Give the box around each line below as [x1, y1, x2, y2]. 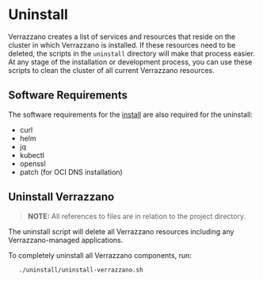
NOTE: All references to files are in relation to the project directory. [27, 211, 246, 221]
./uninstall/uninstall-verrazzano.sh [18, 266, 144, 274]
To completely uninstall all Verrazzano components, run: [8, 250, 192, 260]
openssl [19, 159, 46, 168]
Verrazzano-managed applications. [8, 235, 124, 244]
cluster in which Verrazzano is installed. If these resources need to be [8, 40, 236, 49]
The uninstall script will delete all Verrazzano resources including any [8, 226, 234, 236]
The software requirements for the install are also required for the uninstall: [8, 110, 253, 119]
